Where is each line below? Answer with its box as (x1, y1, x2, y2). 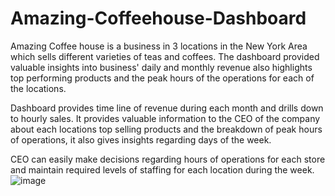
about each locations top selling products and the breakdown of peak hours (10, 123, 323, 135)
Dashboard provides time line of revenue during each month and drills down (10, 102, 324, 114)
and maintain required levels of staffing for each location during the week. (10, 163, 315, 176)
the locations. (10, 82, 67, 94)
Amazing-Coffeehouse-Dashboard (10, 7, 307, 30)
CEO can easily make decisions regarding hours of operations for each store (10, 153, 326, 165)
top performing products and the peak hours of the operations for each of (10, 72, 315, 84)
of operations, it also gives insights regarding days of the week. (10, 133, 272, 146)
